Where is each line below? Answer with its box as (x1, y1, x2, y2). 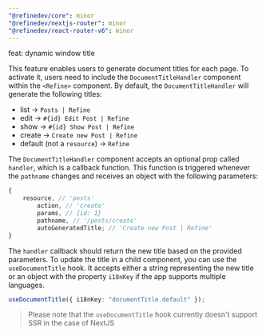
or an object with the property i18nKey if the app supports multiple (8, 271, 226, 281)
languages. (8, 280, 46, 289)
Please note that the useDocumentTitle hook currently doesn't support (27, 309, 258, 320)
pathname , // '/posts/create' (37, 217, 137, 225)
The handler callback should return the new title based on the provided (8, 245, 242, 256)
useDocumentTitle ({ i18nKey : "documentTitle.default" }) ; (8, 295, 205, 304)
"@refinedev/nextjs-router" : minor (8, 19, 127, 27)
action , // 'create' (37, 201, 105, 210)
